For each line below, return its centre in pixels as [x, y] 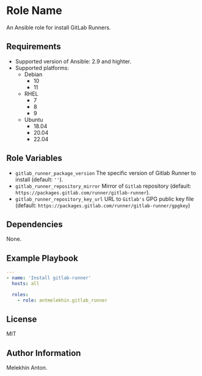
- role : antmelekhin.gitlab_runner [63, 300]
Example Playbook [42, 258]
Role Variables [34, 158]
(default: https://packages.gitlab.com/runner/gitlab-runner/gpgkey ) [103, 205]
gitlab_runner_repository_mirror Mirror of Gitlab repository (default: [103, 186]
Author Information [44, 353]
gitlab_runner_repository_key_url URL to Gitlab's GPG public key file [104, 199]
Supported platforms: [42, 68]
